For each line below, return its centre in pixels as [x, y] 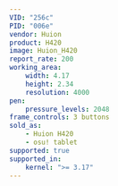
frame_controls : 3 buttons [59, 117]
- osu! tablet [51, 142]
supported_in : [36, 159]
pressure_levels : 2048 [67, 109]
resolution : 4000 [58, 92]
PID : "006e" [31, 26]
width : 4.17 [47, 76]
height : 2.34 [50, 84]
